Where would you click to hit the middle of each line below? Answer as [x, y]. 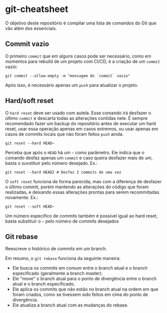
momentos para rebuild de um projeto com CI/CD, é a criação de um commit [83, 61]
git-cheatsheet [37, 9]
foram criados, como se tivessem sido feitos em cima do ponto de [80, 295]
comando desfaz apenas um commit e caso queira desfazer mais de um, [79, 158]
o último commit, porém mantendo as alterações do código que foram [77, 187]
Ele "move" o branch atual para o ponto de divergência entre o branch [84, 279]
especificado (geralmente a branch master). [58, 274]
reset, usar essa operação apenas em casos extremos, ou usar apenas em [82, 129]
